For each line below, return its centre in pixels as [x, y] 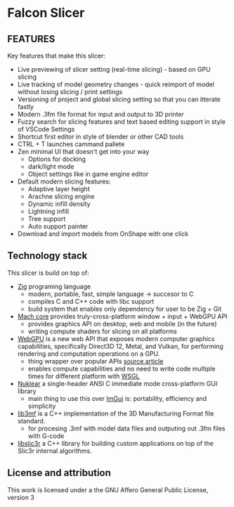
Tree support [47, 219]
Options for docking [57, 159]
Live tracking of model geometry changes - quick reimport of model [116, 84]
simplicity [42, 406]
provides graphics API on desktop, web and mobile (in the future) [122, 323]
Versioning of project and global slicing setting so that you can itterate [119, 99]
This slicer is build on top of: [48, 273]
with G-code [46, 436]
